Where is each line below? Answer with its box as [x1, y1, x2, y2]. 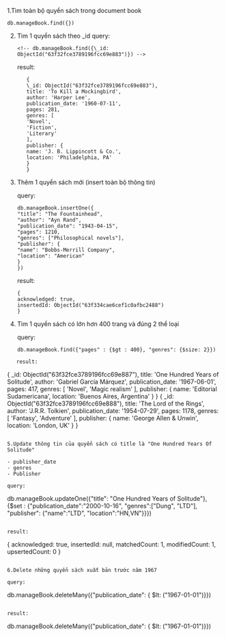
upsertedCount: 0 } [7, 548, 61, 555]
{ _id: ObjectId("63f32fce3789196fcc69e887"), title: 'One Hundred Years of [7, 371, 219, 378]
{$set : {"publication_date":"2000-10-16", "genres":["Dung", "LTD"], [7, 502, 198, 510]
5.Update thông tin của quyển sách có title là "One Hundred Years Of [7, 440, 212, 447]
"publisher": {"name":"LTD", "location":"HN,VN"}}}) [7, 509, 152, 517]
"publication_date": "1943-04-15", [16, 223, 119, 229]
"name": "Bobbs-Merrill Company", [16, 247, 115, 253]
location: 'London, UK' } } [7, 421, 79, 429]
